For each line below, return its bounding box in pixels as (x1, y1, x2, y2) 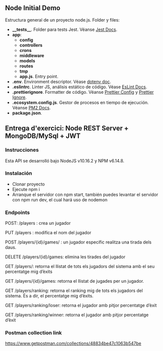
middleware (19, 53, 45, 58)
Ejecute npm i (12, 186, 40, 192)
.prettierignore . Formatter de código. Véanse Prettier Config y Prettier (12, 89, 154, 95)
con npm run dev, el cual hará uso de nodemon (12, 196, 108, 203)
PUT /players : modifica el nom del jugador (5, 230, 92, 236)
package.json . (12, 110, 43, 116)
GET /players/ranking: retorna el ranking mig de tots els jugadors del (5, 288, 143, 294)
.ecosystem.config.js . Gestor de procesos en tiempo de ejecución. (12, 99, 149, 105)
